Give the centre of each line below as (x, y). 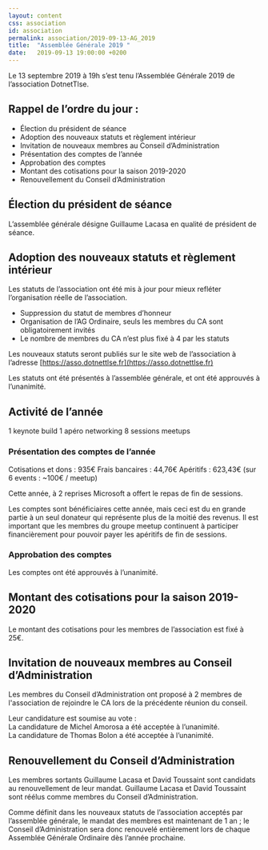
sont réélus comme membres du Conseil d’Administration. (103, 797)
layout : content (35, 16)
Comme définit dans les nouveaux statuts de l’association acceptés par (126, 812)
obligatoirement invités (58, 330)
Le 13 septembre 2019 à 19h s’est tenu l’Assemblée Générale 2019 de (122, 76)
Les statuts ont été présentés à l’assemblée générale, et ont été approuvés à (134, 378)
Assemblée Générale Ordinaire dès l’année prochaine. (97, 838)
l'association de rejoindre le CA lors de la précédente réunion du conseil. (128, 703)
